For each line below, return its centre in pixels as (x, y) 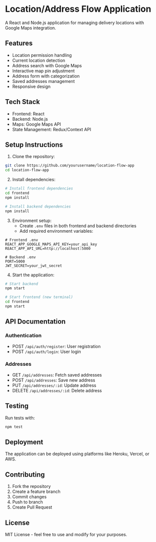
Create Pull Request (32, 507)
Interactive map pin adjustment (43, 71)
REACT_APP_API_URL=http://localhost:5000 (48, 248)
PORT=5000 (15, 261)
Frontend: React (28, 113)
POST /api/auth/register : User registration (56, 346)
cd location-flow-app (27, 170)
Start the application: (33, 275)
